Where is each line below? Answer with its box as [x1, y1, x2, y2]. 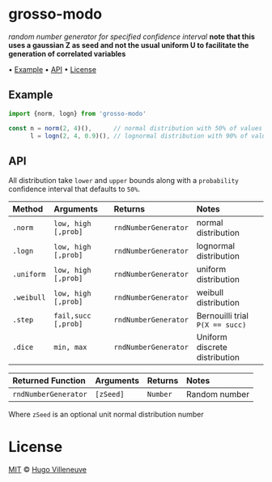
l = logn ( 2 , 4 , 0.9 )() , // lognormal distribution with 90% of [29, 131, 249, 140]
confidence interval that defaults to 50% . [8, 184, 140, 194]
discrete [196, 342, 228, 353]
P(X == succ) [196, 321, 247, 330]
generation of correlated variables [8, 49, 126, 58]
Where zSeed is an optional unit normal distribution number [8, 410, 204, 420]
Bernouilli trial [196, 310, 249, 322]
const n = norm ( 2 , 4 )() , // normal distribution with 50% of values [8, 124, 263, 132]
